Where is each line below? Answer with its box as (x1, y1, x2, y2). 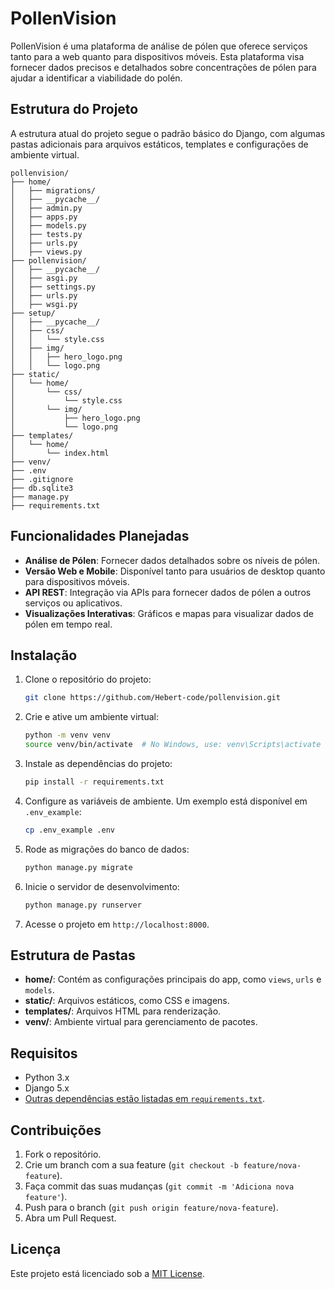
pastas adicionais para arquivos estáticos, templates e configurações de (10, 138, 309, 150)
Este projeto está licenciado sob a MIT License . (10, 1267, 205, 1279)
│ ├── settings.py (10, 282, 97, 292)
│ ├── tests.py (10, 229, 83, 239)
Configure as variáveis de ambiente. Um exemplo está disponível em (24, 795, 308, 807)
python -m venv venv (24, 730, 111, 741)
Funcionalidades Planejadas (10, 528, 190, 545)
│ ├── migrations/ (10, 185, 97, 196)
